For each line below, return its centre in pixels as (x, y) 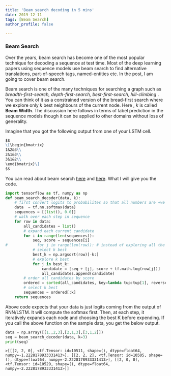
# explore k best (51, 259)
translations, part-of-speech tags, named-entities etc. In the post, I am (79, 74)
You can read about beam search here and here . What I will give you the (81, 178)
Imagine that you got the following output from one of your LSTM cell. (78, 131)
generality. (17, 121)
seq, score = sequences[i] (61, 240)
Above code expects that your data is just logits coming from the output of (83, 307)
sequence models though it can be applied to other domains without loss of (84, 116)
